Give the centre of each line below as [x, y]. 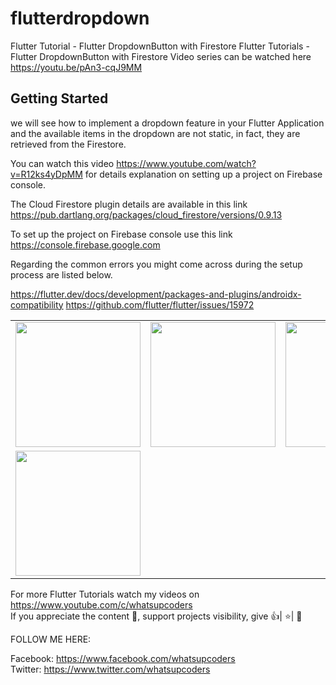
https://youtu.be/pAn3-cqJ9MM [76, 67]
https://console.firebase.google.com [85, 244]
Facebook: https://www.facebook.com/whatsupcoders [123, 658]
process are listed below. [61, 274]
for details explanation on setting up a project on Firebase [203, 174]
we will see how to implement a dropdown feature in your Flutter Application [167, 123]
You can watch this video [62, 163]
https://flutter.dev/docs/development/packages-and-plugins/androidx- [156, 294]
